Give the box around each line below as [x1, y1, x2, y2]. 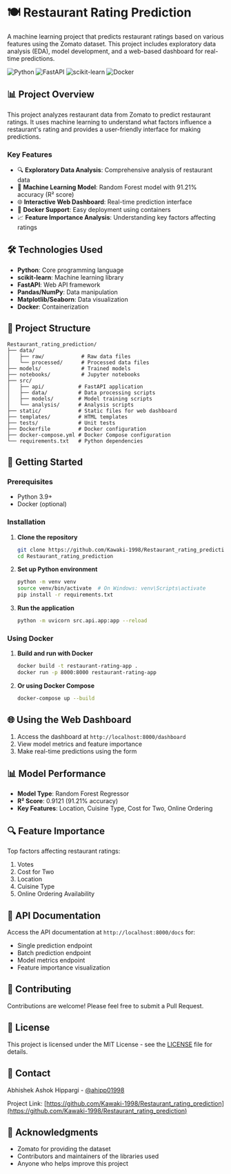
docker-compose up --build [17, 695, 95, 702]
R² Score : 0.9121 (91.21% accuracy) [17, 797, 119, 805]
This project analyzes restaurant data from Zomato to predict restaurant [7, 110, 211, 119]
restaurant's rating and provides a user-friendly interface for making [7, 125, 201, 133]
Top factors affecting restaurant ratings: [7, 847, 121, 856]
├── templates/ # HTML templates [7, 413, 128, 421]
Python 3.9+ [17, 492, 53, 501]
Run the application [17, 604, 74, 613]
